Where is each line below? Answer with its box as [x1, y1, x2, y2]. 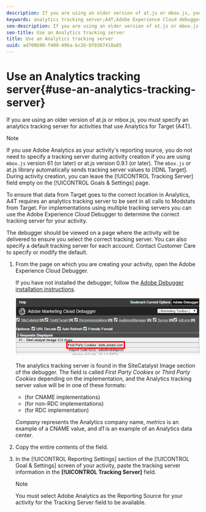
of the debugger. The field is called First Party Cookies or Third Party [15, 368, 191, 376]
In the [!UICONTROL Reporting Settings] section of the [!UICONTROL [15, 455, 190, 462]
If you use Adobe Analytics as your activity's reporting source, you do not [6, 146, 193, 154]
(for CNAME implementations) [24, 393, 101, 401]
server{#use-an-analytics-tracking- [6, 83, 196, 96]
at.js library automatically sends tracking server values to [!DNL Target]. [6, 166, 188, 173]
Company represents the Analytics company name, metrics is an [15, 418, 179, 425]
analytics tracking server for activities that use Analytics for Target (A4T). [6, 122, 192, 130]
